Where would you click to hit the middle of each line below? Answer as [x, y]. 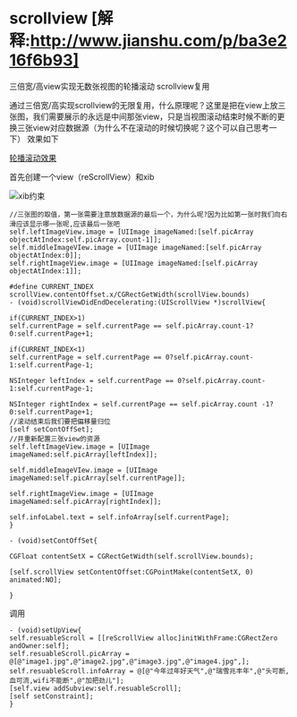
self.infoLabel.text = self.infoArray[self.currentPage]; [119, 517]
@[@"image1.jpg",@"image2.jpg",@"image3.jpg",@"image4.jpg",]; [130, 662]
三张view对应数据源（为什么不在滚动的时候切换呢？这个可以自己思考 [143, 127]
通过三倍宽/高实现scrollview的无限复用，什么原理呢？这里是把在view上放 [144, 105]
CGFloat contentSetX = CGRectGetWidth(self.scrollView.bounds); [132, 556]
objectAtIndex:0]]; [46, 255]
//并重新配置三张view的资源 [55, 439]
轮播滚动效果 [33, 158]
